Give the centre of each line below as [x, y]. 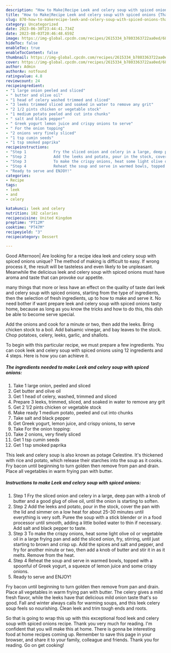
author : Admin [21, 67]
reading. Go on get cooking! [35, 645]
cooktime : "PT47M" [25, 228]
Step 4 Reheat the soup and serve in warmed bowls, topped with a [83, 560]
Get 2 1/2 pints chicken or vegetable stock [57, 407]
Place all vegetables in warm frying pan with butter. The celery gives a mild [84, 592]
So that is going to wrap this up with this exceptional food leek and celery [82, 618]
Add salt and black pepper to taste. [50, 528]
